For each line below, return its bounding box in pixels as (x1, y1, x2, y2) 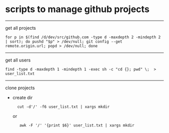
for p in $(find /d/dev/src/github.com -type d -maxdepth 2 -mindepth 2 (5, 34, 161, 40)
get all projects (5, 25, 36, 31)
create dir (12, 94, 33, 100)
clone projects (5, 85, 35, 91)
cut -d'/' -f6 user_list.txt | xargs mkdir (17, 104, 110, 109)
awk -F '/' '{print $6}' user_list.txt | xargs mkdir (19, 122, 135, 128)
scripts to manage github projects (5, 4, 150, 15)
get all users (5, 57, 31, 63)
